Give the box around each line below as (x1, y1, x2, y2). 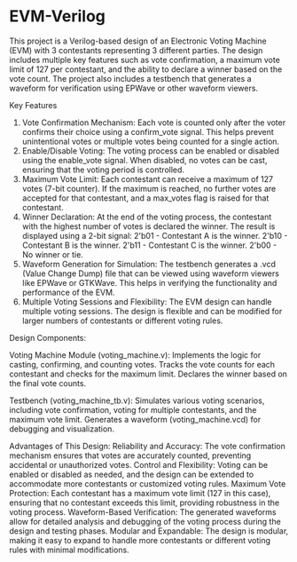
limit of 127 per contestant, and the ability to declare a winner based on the (9, 64, 283, 75)
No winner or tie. (21, 249, 84, 259)
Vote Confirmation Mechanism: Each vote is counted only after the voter (21, 117, 286, 128)
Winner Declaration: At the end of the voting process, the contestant (21, 211, 272, 222)
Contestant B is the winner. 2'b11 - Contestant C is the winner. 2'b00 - (21, 240, 277, 250)
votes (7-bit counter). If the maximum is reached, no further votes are (21, 183, 277, 194)
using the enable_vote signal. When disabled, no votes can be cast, (21, 154, 268, 165)
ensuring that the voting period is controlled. (21, 164, 184, 175)
